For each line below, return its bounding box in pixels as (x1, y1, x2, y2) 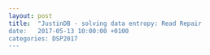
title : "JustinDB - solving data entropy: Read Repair (8, 19, 202, 27)
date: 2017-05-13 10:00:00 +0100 (8, 27, 129, 35)
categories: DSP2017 (8, 34, 79, 43)
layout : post (8, 11, 53, 20)
